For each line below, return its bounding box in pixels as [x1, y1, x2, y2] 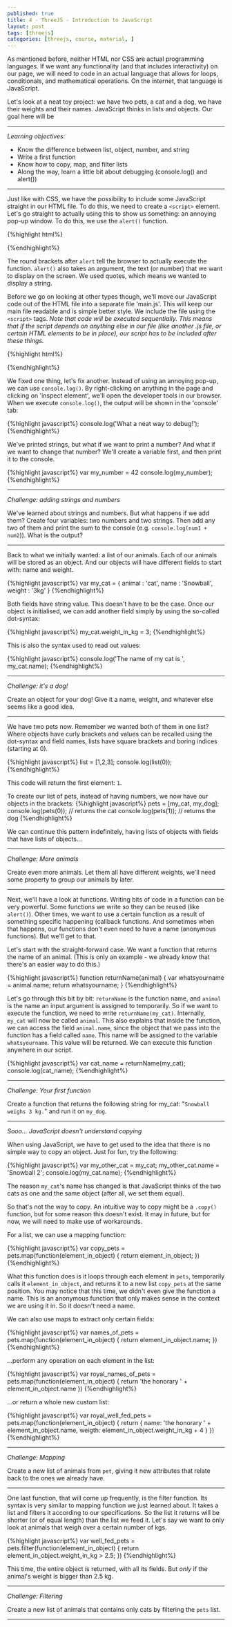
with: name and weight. [7, 566, 74, 574]
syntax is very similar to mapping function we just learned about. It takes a [7, 1501, 219, 1509]
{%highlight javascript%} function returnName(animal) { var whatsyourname [7, 974, 224, 982]
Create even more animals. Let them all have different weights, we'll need [7, 868, 216, 877]
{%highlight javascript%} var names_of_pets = [7, 1328, 139, 1337]
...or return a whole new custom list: [7, 1398, 109, 1406]
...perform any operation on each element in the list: [7, 1357, 155, 1365]
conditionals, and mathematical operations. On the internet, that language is [7, 77, 223, 85]
